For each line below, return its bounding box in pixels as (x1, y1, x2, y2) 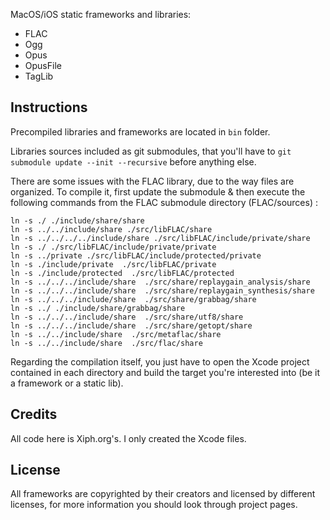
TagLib (24, 70, 54, 82)
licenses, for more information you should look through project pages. (10, 499, 298, 511)
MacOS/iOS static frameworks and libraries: (10, 9, 192, 20)
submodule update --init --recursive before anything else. (10, 155, 257, 168)
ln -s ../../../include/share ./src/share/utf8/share (10, 312, 244, 322)
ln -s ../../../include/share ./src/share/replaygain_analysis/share (10, 277, 311, 287)
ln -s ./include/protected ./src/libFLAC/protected (10, 268, 235, 278)
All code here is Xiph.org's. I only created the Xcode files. (10, 432, 247, 444)
